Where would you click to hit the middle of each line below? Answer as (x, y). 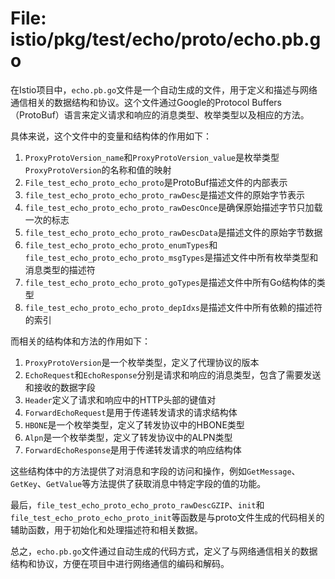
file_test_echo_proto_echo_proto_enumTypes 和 (121, 244)
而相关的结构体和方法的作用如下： (80, 341)
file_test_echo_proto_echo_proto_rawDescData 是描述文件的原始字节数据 (173, 232)
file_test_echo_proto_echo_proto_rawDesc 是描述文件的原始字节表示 (164, 194)
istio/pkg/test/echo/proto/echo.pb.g (166, 39)
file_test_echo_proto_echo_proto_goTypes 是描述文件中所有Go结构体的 (170, 282)
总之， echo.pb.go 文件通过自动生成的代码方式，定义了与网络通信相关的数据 (164, 551)
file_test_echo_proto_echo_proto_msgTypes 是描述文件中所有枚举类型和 (171, 257)
